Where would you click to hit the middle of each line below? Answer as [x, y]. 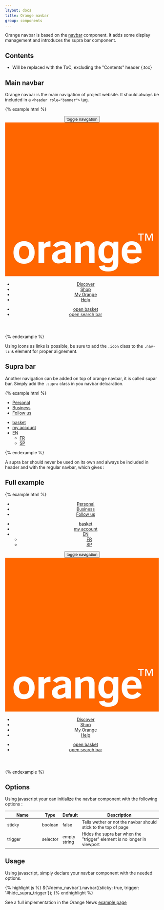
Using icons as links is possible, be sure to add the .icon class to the [74, 346]
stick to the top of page [105, 827]
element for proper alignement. [46, 351]
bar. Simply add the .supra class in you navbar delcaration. [64, 383]
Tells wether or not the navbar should [120, 822]
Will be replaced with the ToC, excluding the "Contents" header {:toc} [82, 67]
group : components [24, 21]
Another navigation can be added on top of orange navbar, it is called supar [81, 378]
